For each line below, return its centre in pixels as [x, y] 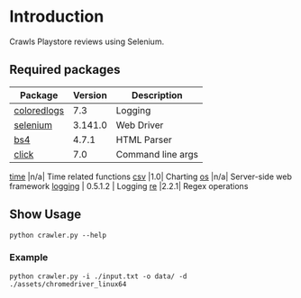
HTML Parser [144, 140]
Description [157, 95]
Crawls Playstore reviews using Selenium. [87, 41]
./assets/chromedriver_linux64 [68, 284]
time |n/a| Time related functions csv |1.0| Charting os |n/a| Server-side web [151, 176]
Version [91, 95]
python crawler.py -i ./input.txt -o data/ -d [98, 276]
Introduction [57, 17]
